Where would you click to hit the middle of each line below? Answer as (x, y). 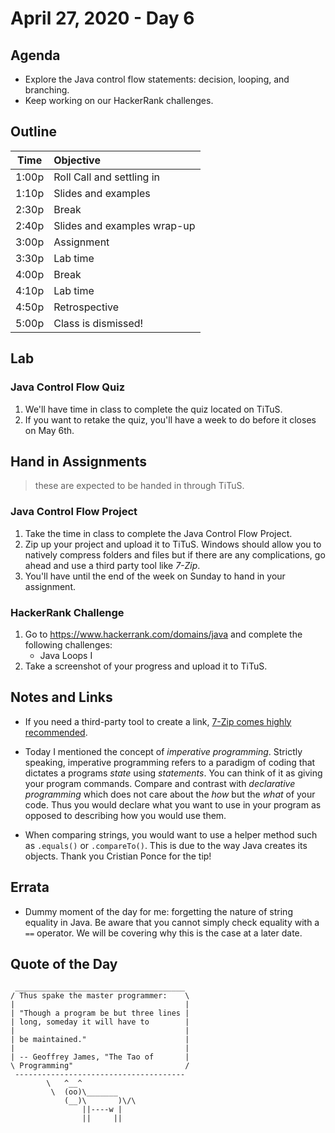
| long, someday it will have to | (100, 1022)
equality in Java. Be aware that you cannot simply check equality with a (172, 922)
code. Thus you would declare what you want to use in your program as (173, 804)
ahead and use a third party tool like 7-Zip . (112, 565)
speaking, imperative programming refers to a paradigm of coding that (170, 762)
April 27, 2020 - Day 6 (102, 18)
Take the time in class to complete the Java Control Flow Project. (158, 533)
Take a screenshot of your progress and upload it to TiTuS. (146, 666)
